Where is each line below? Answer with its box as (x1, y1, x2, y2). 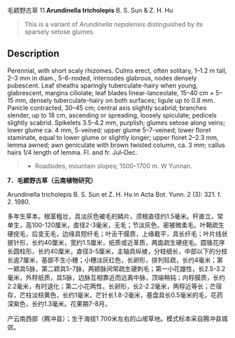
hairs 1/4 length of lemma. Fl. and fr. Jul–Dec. (7, 148, 138, 156)
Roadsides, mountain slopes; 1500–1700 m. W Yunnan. (34, 162, 192, 170)
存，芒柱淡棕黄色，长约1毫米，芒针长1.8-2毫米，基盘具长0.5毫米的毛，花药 (7, 290, 223, 299)
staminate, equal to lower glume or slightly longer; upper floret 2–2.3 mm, (7, 133, 219, 141)
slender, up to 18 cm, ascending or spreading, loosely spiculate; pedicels (7, 111, 217, 119)
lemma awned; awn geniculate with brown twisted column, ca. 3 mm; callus (7, 141, 225, 149)
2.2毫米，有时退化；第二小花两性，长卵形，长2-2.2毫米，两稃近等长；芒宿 (7, 282, 222, 290)
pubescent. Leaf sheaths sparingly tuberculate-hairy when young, (7, 81, 198, 90)
